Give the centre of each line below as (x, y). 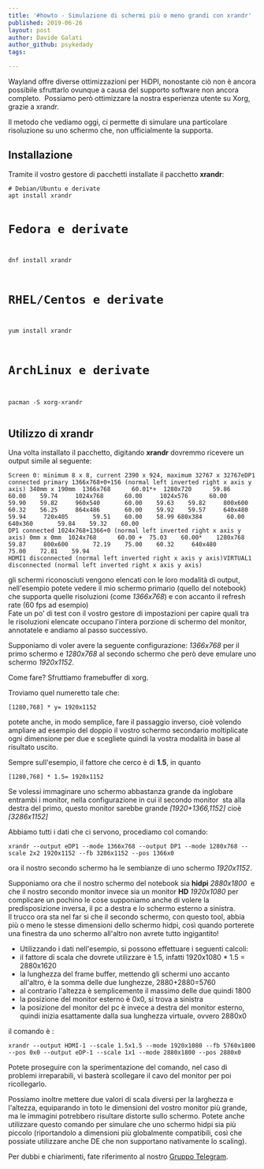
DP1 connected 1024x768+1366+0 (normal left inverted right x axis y (125, 530)
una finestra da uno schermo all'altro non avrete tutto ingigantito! (113, 933)
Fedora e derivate (68, 229)
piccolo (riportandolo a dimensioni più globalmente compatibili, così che (125, 1133)
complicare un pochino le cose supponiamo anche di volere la (109, 900)
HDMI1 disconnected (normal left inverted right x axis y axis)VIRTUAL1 (130, 558)
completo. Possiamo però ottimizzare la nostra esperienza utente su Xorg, (129, 98)
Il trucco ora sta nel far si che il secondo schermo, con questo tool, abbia (127, 916)
